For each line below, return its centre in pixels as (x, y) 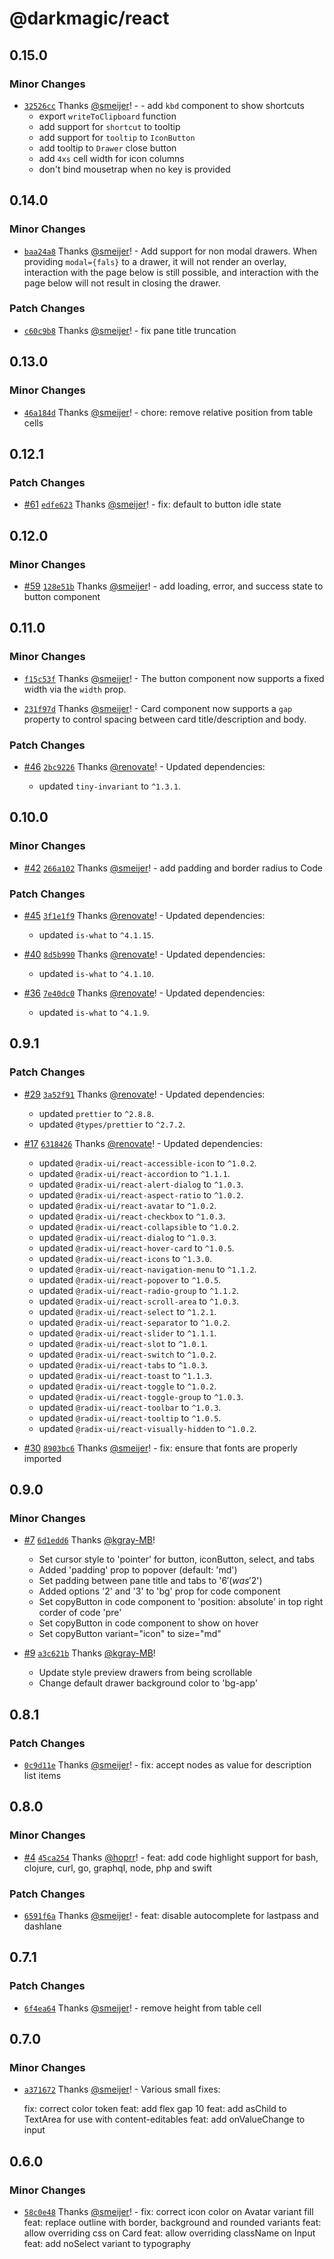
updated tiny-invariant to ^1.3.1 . (109, 786)
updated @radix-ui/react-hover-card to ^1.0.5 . (136, 1248)
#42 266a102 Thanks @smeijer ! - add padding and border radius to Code (173, 868)
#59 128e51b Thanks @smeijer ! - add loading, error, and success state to (173, 586)
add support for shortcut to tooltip (109, 126)
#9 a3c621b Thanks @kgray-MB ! (89, 1653)
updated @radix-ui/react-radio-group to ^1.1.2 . (139, 1290)
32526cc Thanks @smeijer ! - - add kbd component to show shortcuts (164, 105)
